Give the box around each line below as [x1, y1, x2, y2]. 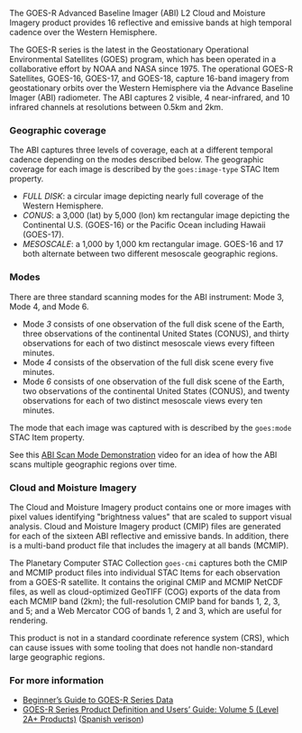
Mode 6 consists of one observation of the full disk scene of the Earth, [22, 376, 285, 387]
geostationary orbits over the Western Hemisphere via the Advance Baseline [9, 83, 294, 93]
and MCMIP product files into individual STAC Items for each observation [9, 567, 281, 578]
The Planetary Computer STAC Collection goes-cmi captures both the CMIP [9, 557, 288, 568]
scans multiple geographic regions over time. [9, 459, 178, 470]
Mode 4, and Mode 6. [9, 301, 89, 312]
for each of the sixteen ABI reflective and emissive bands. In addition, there [9, 530, 289, 541]
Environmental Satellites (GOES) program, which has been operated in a [9, 54, 277, 64]
